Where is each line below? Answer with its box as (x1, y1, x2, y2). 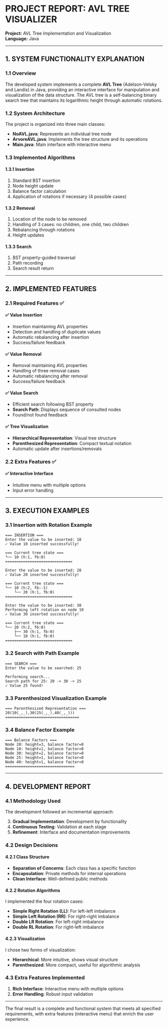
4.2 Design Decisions (5, 842, 58, 849)
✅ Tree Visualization (5, 423, 48, 429)
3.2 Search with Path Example (5, 650, 79, 657)
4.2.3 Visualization (5, 935, 46, 941)
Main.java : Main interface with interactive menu (12, 141, 111, 147)
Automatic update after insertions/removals (12, 446, 102, 452)
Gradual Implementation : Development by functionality (12, 818, 127, 825)
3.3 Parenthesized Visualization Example (5, 695, 107, 702)
